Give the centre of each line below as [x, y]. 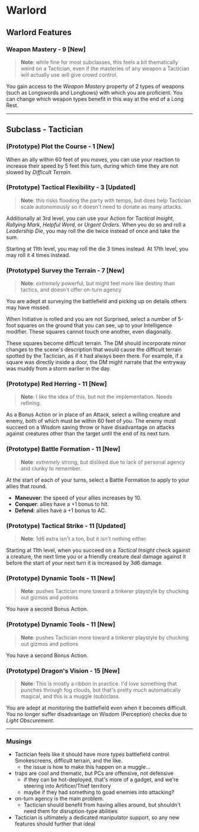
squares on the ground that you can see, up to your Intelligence [95, 325]
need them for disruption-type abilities [70, 811]
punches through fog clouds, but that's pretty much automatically [101, 690]
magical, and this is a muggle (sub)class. [70, 696]
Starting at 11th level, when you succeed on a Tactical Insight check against [98, 550]
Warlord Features [39, 32]
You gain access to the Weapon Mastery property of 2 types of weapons [95, 86]
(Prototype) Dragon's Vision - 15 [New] [63, 671]
